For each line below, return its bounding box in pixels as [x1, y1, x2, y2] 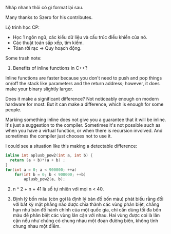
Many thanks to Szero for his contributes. [5, 14, 93, 20]
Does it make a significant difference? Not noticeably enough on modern [5, 96, 159, 102]
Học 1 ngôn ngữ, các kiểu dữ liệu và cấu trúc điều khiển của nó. [12, 34, 148, 40]
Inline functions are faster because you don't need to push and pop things [5, 75, 162, 81]
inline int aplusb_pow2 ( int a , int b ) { [5, 153, 93, 158]
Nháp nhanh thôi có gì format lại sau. [5, 5, 84, 10]
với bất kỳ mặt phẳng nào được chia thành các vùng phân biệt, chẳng [12, 201, 160, 207]
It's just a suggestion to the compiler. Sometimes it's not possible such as [5, 122, 161, 128]
